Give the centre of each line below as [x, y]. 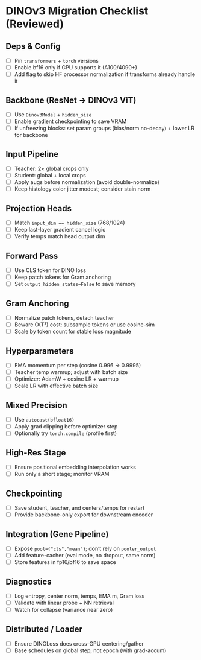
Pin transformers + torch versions [56, 61]
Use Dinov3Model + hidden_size [53, 115]
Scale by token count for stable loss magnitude [73, 332]
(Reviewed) [35, 24]
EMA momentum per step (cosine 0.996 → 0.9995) [78, 366]
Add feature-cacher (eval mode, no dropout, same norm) [85, 556]
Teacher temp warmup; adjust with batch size [71, 372]
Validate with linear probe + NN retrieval [64, 603]
